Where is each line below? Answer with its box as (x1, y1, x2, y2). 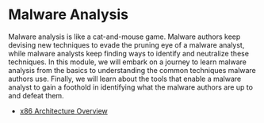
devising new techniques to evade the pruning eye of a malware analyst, (8, 40, 245, 49)
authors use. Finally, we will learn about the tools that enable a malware (8, 74, 242, 83)
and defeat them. (8, 90, 65, 100)
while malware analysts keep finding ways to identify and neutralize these (8, 48, 250, 58)
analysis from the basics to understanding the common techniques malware (8, 65, 256, 75)
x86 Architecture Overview (19, 106, 109, 116)
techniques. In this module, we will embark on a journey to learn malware (8, 57, 247, 67)
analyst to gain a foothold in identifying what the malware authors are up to (8, 82, 254, 92)
